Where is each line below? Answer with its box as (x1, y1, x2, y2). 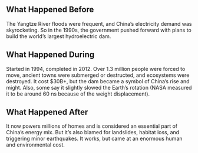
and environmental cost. (6, 141, 65, 148)
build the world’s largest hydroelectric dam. (6, 32, 111, 40)
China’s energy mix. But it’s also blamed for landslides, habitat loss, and (6, 129, 180, 136)
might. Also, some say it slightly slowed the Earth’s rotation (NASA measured (6, 84, 192, 91)
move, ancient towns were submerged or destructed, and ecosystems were (6, 72, 190, 79)
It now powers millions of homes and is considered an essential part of (6, 123, 178, 130)
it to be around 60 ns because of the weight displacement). (6, 90, 150, 97)
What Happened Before (6, 5, 94, 15)
